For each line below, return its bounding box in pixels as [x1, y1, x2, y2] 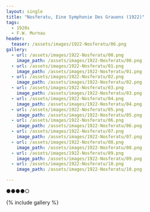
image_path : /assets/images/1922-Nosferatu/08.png [16, 145, 142, 151]
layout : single [6, 8, 43, 15]
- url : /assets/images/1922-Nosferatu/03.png [11, 85, 124, 91]
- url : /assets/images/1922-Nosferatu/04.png [11, 95, 124, 101]
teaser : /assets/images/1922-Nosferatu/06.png [11, 42, 127, 47]
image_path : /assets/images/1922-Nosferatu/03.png [16, 90, 142, 96]
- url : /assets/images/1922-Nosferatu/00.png [11, 52, 124, 58]
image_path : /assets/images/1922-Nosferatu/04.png [16, 101, 142, 107]
